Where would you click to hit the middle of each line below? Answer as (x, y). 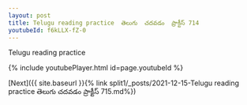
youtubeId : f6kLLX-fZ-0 (47, 30)
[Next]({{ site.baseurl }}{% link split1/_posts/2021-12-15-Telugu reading (123, 83)
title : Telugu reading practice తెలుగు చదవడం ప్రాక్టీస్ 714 (104, 23)
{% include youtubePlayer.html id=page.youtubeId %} (96, 68)
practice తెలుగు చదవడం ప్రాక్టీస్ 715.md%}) (72, 92)
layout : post (30, 15)
